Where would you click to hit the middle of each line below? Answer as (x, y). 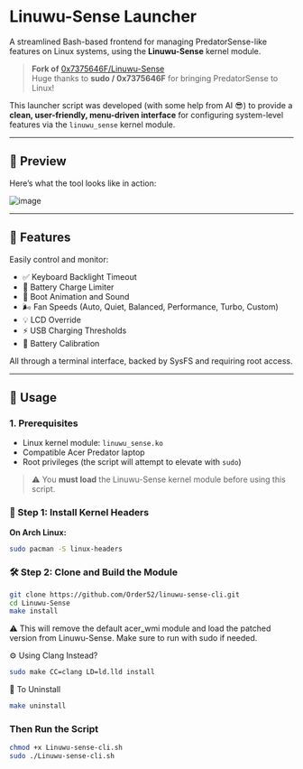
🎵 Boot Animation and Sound (76, 296)
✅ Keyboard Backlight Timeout (79, 276)
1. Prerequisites (44, 423)
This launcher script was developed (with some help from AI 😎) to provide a (151, 105)
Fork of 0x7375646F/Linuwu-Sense (98, 69)
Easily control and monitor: (59, 259)
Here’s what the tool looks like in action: (83, 183)
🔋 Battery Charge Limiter (68, 287)
